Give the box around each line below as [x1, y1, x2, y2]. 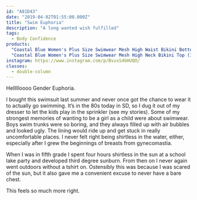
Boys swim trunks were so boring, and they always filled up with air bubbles [6, 121, 189, 128]
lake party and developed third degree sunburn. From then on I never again [6, 157, 188, 164]
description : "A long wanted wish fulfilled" [6, 25, 119, 31]
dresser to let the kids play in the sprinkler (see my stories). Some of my [6, 109, 180, 116]
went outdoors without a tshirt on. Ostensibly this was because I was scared [6, 164, 191, 171]
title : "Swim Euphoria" [6, 19, 64, 25]
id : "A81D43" [6, 8, 38, 15]
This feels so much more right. [6, 187, 80, 194]
